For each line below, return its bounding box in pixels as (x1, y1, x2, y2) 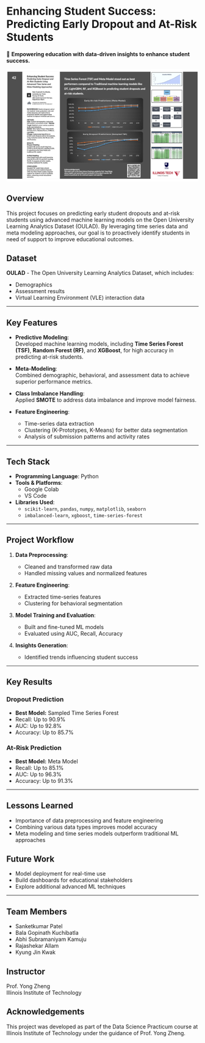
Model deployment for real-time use (15, 870, 106, 878)
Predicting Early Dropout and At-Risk (6, 17, 197, 31)
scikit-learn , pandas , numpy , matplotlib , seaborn (24, 505, 146, 512)
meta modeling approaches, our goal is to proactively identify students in (6, 229, 190, 236)
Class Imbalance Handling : (15, 390, 85, 398)
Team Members (6, 906, 67, 917)
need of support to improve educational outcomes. (6, 235, 134, 242)
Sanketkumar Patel (15, 923, 63, 930)
